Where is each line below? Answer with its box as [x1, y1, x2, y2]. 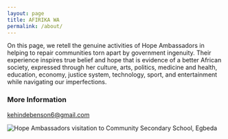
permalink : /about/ [7, 23, 63, 29]
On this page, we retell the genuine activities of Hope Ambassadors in [7, 42, 205, 50]
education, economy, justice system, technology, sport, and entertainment [7, 71, 218, 79]
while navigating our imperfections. [7, 78, 107, 86]
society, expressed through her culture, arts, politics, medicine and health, [7, 63, 218, 72]
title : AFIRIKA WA [7, 16, 60, 23]
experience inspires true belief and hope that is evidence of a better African [7, 56, 222, 64]
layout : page [7, 10, 45, 17]
